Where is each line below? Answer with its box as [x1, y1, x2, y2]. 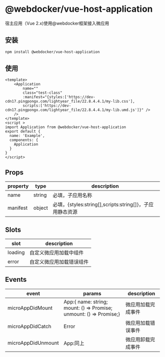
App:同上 [63, 340, 84, 347]
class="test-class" [23, 90, 63, 95]
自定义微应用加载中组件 [29, 249, 84, 256]
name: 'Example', [9, 134, 45, 138]
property [7, 183, 29, 190]
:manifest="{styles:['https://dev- [23, 95, 96, 100]
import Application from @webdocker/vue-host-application [5, 125, 126, 130]
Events [5, 275, 27, 284]
